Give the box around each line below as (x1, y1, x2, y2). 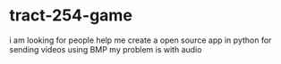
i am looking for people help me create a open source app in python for (9, 35, 272, 45)
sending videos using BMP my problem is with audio (9, 44, 202, 54)
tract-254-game (9, 5, 132, 26)
